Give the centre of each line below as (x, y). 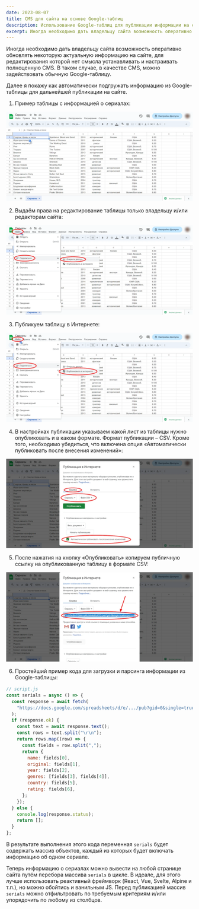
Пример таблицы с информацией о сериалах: (73, 103)
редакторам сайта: (39, 217)
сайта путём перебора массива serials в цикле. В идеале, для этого (93, 875)
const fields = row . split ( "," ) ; (62, 745)
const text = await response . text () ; (63, 727)
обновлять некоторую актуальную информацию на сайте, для (85, 55)
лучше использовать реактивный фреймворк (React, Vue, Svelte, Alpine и (99, 881)
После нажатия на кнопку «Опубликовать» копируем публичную (97, 557)
